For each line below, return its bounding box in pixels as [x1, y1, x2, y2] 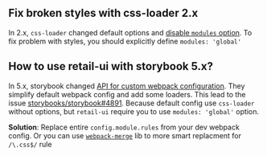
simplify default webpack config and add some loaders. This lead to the [8, 89, 246, 99]
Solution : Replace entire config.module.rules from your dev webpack [8, 122, 240, 132]
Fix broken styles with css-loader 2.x [8, 6, 199, 20]
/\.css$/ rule [8, 139, 52, 149]
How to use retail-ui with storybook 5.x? [8, 60, 213, 73]
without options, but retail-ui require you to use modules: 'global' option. [8, 106, 260, 116]
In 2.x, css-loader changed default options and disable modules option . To [8, 27, 253, 37]
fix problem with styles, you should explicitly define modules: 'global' [8, 36, 242, 46]
